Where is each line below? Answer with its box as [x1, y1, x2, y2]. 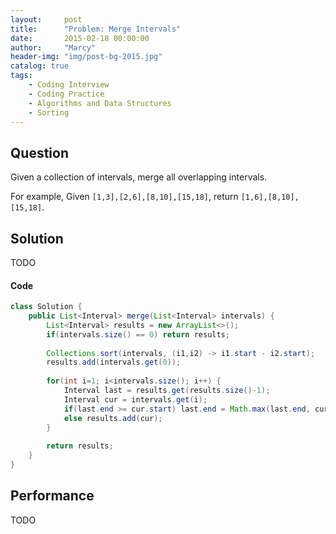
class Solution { [10, 302, 83, 312]
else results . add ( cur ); [63, 413, 163, 423]
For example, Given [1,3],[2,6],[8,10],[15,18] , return [10, 191, 239, 203]
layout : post [10, 14, 83, 25]
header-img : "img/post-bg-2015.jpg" [10, 52, 163, 62]
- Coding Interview [28, 80, 110, 90]
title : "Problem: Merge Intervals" [10, 24, 182, 34]
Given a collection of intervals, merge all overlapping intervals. [10, 171, 268, 183]
